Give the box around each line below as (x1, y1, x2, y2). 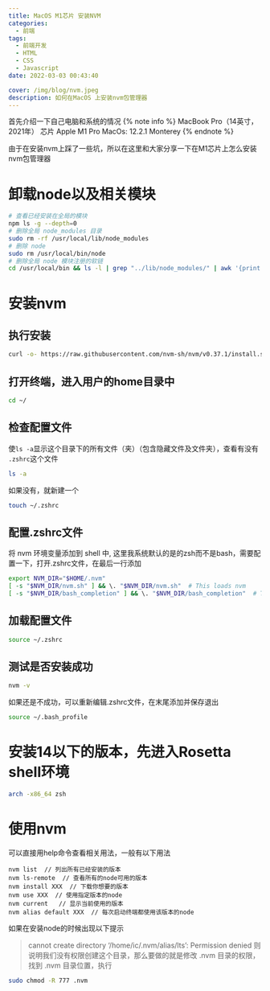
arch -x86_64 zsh (8, 790, 67, 799)
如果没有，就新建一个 (8, 485, 79, 495)
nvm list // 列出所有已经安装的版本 (8, 866, 121, 874)
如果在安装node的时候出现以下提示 (8, 923, 125, 933)
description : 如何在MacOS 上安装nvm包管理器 (8, 93, 148, 101)
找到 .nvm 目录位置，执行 (27, 960, 112, 970)
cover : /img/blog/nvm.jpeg (8, 86, 99, 94)
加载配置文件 (8, 614, 72, 627)
